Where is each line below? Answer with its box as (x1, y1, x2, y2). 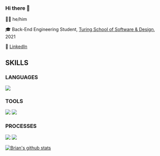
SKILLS (5, 58, 29, 67)
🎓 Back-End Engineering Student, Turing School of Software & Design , (5, 27, 155, 33)
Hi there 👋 (5, 5, 31, 12)
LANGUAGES (5, 73, 38, 81)
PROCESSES (5, 122, 37, 129)
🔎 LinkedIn (5, 43, 28, 50)
